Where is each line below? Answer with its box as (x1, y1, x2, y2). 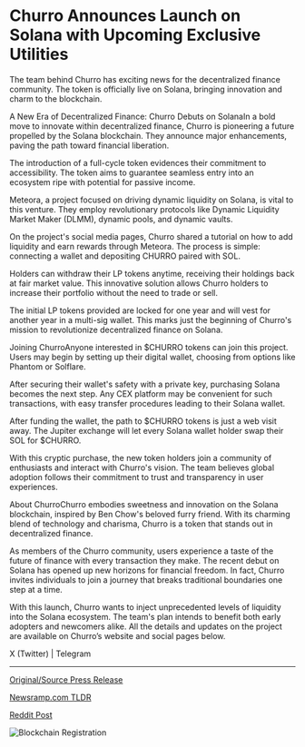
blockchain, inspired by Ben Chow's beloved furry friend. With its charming (9, 508, 290, 519)
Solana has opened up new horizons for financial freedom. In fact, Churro (9, 565, 285, 575)
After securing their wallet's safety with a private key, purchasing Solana (9, 378, 280, 389)
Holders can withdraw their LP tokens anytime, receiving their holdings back (9, 268, 295, 279)
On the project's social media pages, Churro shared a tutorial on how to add (9, 231, 293, 241)
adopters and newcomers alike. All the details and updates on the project (9, 621, 283, 632)
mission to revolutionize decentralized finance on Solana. (9, 324, 223, 335)
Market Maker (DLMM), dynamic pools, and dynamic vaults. (9, 213, 233, 224)
